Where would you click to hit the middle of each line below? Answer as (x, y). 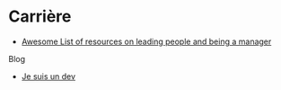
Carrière (40, 17)
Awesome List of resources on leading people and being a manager (146, 41)
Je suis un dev (48, 76)
